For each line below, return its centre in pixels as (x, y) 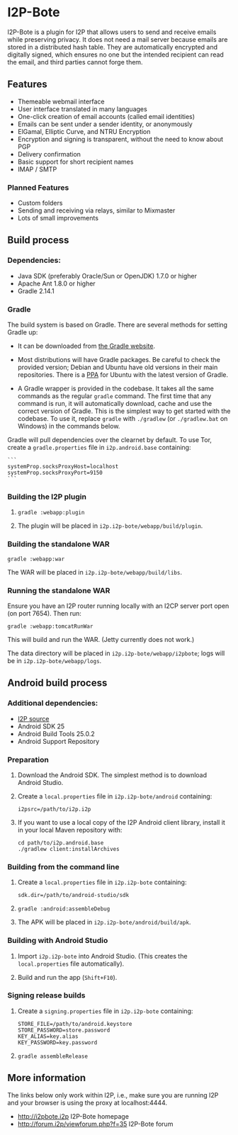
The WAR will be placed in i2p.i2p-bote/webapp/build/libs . (95, 572)
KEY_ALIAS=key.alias (48, 1036)
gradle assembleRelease (53, 1056)
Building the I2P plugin (47, 497)
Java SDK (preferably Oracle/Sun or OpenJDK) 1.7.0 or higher (107, 276)
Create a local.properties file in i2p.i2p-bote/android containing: (115, 796)
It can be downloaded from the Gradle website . (86, 346)
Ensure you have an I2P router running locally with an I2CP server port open (118, 606)
